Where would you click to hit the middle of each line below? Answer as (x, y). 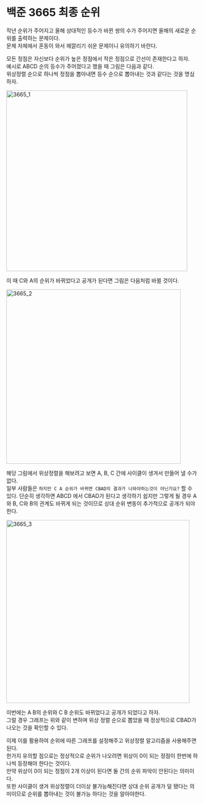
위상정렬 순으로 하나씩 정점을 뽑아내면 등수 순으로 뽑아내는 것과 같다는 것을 (95, 74)
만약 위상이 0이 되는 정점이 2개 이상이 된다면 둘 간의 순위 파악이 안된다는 (92, 771)
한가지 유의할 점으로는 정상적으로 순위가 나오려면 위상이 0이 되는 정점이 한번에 (99, 756)
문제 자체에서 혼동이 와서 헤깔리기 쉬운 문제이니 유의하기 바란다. (82, 46)
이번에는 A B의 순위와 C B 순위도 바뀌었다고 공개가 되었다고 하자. (83, 712)
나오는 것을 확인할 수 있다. (37, 728)
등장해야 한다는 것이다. (44, 763)
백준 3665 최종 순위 (53, 12)
